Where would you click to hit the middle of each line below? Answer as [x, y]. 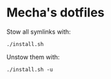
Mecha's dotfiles [55, 13]
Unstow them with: [33, 57]
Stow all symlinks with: [39, 32]
